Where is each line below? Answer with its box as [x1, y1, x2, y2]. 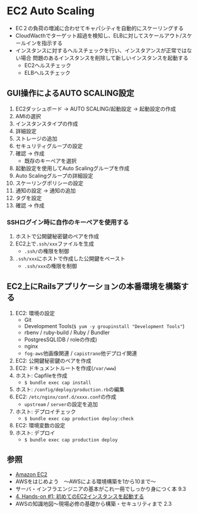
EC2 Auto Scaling [7, 4, 95, 18]
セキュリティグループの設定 [15, 142, 83, 149]
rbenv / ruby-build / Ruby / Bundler [24, 329, 110, 336]
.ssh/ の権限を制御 [24, 248, 70, 255]
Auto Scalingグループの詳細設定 [15, 172, 94, 179]
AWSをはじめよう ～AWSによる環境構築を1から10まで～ [15, 477, 156, 485]
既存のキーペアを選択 [24, 157, 77, 164]
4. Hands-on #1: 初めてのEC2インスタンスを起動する [15, 492, 144, 500]
